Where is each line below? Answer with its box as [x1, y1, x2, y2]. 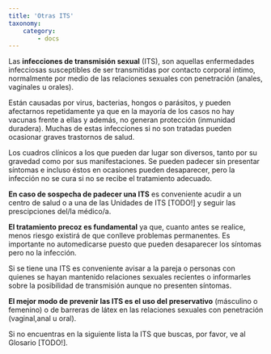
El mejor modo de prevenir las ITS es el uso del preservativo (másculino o [8, 297, 258, 306]
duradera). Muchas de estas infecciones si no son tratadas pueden [8, 124, 232, 133]
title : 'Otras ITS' [8, 11, 74, 20]
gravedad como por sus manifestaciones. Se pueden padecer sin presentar [8, 157, 260, 166]
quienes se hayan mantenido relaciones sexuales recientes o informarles [8, 272, 252, 282]
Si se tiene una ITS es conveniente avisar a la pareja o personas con [8, 263, 236, 273]
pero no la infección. [8, 248, 77, 258]
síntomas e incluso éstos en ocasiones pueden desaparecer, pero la [8, 165, 235, 175]
